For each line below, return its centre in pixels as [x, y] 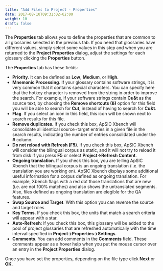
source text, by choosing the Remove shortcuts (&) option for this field [84, 103]
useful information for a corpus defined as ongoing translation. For [79, 176]
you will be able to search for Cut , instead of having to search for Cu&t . [84, 108]
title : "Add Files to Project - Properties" [51, 10]
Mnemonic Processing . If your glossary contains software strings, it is [83, 82]
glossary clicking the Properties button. [45, 58]
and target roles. [29, 208]
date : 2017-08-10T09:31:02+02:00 [39, 14]
